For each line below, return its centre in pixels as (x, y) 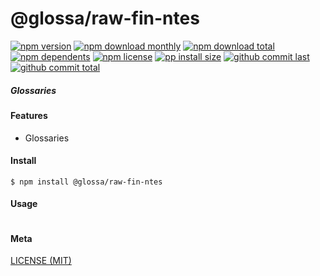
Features (29, 115)
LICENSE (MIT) (41, 261)
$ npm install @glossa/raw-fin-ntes (86, 182)
